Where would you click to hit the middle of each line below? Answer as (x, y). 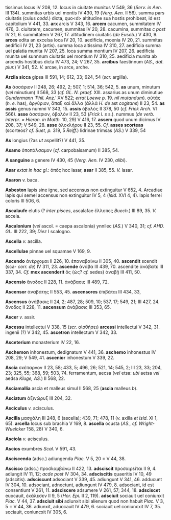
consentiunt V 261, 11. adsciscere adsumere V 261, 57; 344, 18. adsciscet (83, 490)
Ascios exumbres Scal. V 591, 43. (41, 449)
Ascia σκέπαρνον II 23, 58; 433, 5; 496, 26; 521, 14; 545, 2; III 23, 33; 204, (84, 367)
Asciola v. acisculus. (27, 439)
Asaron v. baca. (22, 180)
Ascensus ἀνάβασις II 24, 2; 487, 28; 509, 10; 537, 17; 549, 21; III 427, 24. (82, 302)
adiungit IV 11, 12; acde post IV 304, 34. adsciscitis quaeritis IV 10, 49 (79, 474)
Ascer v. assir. (20, 317)
